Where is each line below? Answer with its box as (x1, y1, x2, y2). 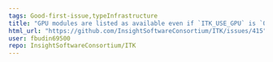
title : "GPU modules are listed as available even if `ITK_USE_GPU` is (8, 19, 256, 27)
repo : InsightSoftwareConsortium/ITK (8, 42, 136, 50)
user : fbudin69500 (8, 34, 71, 43)
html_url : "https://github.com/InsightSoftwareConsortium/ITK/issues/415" (8, 27, 267, 35)
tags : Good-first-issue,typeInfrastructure (8, 11, 158, 20)
